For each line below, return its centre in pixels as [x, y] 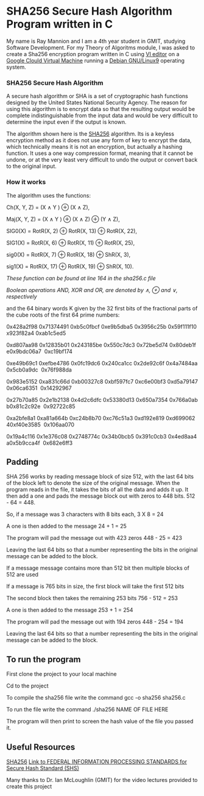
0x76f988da [56, 370]
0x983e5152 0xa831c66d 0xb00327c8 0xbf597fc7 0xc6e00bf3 [86, 381]
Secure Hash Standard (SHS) [43, 768]
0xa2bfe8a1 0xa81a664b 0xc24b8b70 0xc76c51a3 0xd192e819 [86, 418]
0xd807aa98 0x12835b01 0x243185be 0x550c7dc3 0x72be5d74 [87, 345]
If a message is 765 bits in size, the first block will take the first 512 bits [95, 586]
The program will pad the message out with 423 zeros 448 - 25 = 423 [94, 538]
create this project [29, 786]
